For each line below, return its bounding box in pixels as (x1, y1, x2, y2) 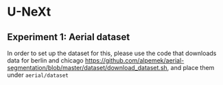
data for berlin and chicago (7, 56, 84, 65)
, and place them (167, 64, 215, 71)
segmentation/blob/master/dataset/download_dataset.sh (7, 64, 168, 71)
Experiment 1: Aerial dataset (7, 31, 130, 43)
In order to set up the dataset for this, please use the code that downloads (7, 49, 217, 57)
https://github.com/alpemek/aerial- (84, 56, 185, 65)
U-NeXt (7, 4, 51, 20)
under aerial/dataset (7, 71, 69, 79)
